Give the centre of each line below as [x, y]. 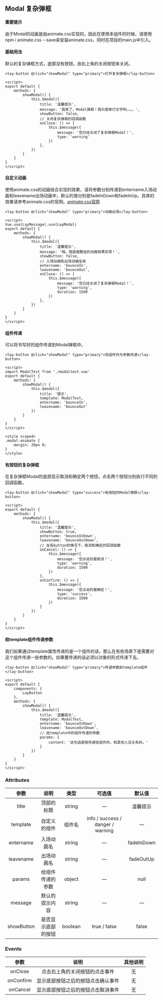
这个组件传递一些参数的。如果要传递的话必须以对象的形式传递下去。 [73, 657]
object [71, 879]
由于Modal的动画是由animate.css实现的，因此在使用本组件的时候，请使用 [78, 34]
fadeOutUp [142, 859]
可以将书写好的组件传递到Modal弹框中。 [45, 345]
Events [13, 949]
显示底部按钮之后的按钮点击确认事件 [78, 981]
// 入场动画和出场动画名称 [63, 261]
